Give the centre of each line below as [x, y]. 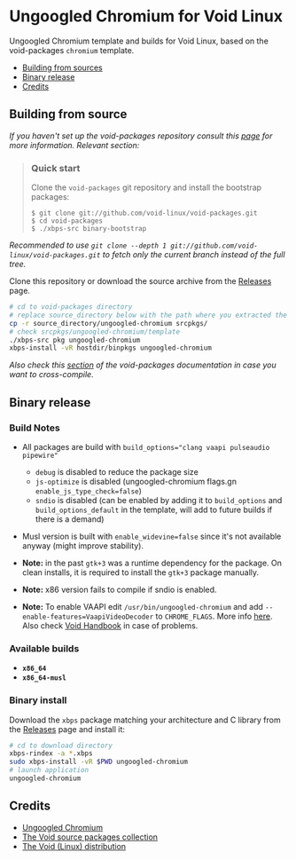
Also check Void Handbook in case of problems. [110, 625]
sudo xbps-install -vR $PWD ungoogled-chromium [99, 762]
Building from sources [62, 67]
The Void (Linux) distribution [74, 846]
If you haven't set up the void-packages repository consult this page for [141, 136]
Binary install [38, 700]
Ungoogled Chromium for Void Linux [146, 16]
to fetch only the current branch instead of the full [194, 255]
